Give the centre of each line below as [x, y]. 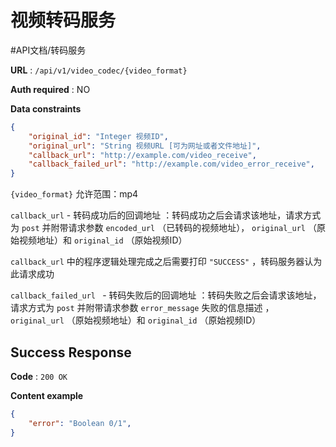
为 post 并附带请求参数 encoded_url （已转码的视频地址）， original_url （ [163, 228]
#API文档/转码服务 [48, 50]
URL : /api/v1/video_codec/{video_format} [99, 70]
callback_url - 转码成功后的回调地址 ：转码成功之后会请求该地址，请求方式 [166, 215]
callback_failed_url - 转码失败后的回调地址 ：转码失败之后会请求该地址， [166, 295]
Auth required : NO [50, 89]
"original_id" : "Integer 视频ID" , [98, 136]
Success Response [71, 352]
